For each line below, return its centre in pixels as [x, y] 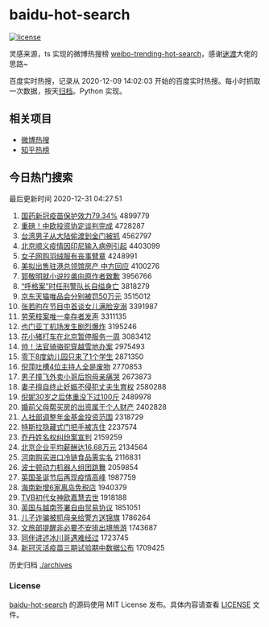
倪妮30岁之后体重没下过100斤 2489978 [86, 397]
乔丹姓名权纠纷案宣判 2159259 [72, 437]
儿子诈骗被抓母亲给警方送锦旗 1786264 [86, 518]
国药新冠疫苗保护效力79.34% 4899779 [85, 216]
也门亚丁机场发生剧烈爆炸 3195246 [79, 326]
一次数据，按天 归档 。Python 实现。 [68, 91]
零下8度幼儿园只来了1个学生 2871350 [82, 357]
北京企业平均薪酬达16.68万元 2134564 [84, 447]
